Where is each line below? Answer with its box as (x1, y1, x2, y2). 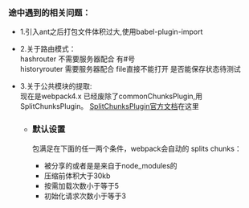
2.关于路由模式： (19, 44, 76, 54)
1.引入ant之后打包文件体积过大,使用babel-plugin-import (19, 27, 203, 37)
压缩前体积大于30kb (43, 171, 111, 181)
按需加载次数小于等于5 (43, 181, 119, 190)
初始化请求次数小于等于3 (43, 191, 127, 201)
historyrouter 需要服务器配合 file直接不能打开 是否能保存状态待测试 (19, 64, 241, 74)
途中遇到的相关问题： (8, 6, 91, 18)
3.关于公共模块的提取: (19, 81, 92, 91)
